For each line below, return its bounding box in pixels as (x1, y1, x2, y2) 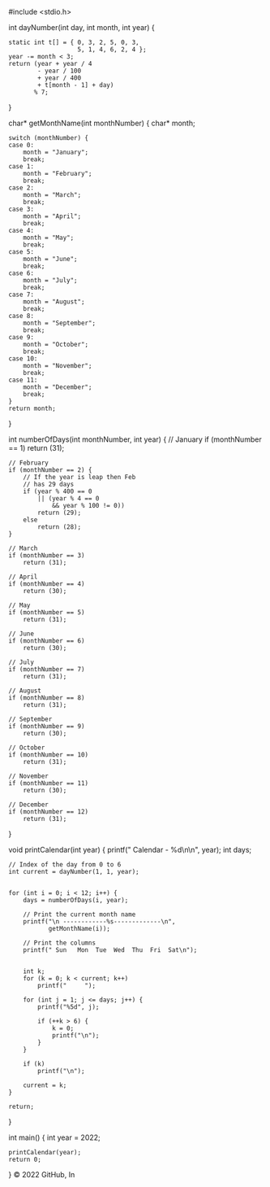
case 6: (8, 269, 35, 277)
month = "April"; (23, 212, 82, 220)
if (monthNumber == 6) (8, 637, 85, 645)
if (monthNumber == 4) (8, 580, 85, 588)
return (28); (37, 523, 82, 531)
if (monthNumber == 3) (8, 552, 85, 560)
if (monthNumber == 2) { (8, 466, 92, 474)
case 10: (8, 355, 38, 363)
